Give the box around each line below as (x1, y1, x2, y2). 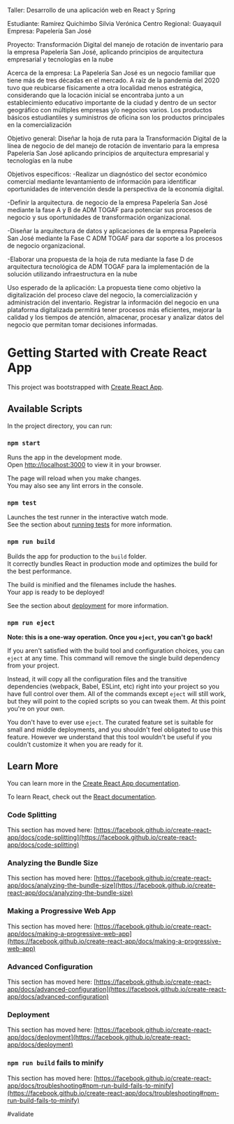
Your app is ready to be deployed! (7, 588, 105, 596)
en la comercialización (7, 121, 72, 128)
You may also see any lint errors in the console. (7, 482, 143, 490)
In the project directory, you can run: (7, 422, 112, 430)
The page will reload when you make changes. (7, 474, 142, 482)
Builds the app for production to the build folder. (7, 552, 147, 561)
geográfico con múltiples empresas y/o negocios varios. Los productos (7, 106, 212, 114)
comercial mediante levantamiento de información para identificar (7, 177, 197, 186)
